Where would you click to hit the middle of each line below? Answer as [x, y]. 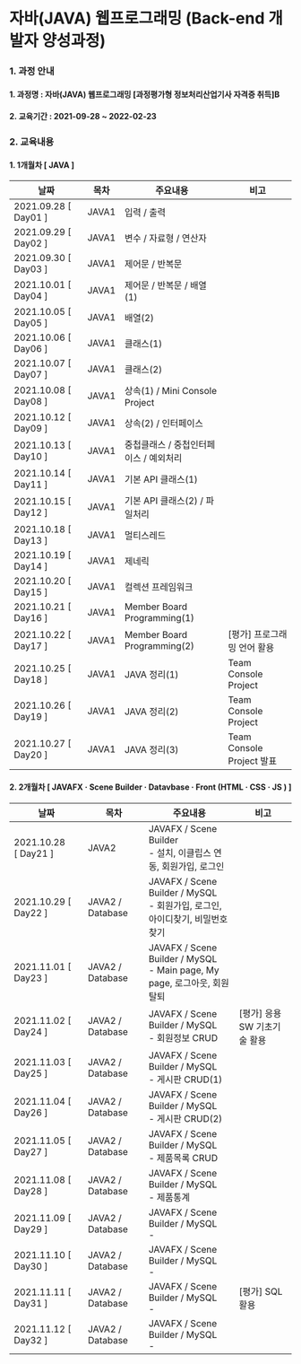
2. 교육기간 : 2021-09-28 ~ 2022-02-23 [83, 117]
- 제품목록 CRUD [183, 1158]
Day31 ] [31, 1303]
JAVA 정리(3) [151, 750]
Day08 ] [31, 402]
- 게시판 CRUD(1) [185, 1080]
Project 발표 [253, 761]
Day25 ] [31, 1073]
